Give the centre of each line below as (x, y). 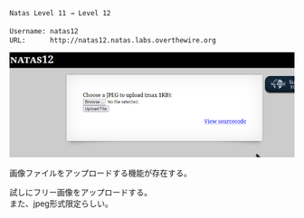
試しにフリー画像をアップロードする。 (81, 193)
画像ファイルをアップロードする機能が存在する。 (100, 173)
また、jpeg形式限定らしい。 (61, 204)
